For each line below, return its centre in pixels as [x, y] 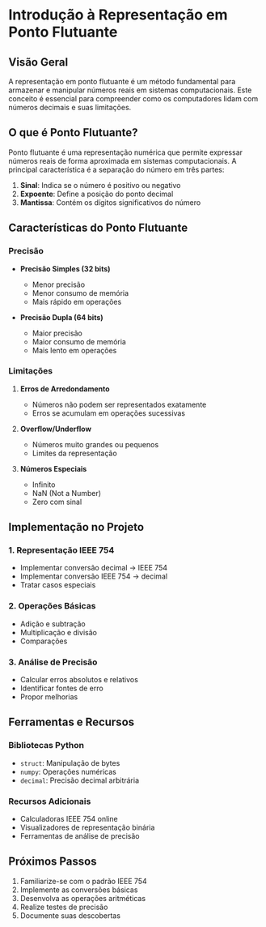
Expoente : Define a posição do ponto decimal [97, 194]
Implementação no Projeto [76, 527]
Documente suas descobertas [70, 915]
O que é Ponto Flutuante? [74, 132]
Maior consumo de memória [79, 341]
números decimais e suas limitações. [70, 107]
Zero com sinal [57, 502]
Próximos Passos [53, 862]
